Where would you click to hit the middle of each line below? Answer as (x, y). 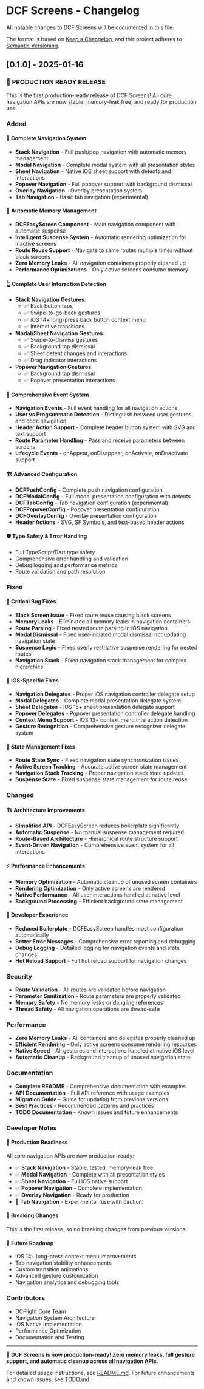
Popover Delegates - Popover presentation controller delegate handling (105, 713)
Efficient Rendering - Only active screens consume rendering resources (106, 1044)
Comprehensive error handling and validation (72, 559)
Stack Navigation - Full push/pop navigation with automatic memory (101, 152)
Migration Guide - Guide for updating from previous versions (91, 1099)
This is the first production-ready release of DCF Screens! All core (89, 95)
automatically (32, 935)
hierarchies (29, 667)
